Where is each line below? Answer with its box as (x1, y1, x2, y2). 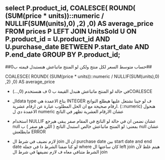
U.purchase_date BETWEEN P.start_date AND (5, 43, 149, 51)
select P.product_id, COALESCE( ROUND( (5, 4, 136, 12)
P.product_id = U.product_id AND (5, 35, 110, 44)
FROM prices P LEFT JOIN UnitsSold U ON (5, 27, 137, 36)
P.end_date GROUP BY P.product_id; (5, 51, 121, 59)
